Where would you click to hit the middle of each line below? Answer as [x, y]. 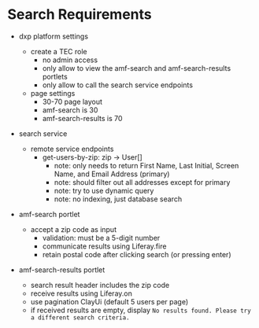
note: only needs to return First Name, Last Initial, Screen [146, 165]
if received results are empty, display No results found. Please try [141, 310]
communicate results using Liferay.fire [104, 246]
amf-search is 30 [70, 110]
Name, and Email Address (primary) [112, 174]
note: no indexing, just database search [118, 199]
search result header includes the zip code [100, 285]
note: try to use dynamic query [104, 190]
